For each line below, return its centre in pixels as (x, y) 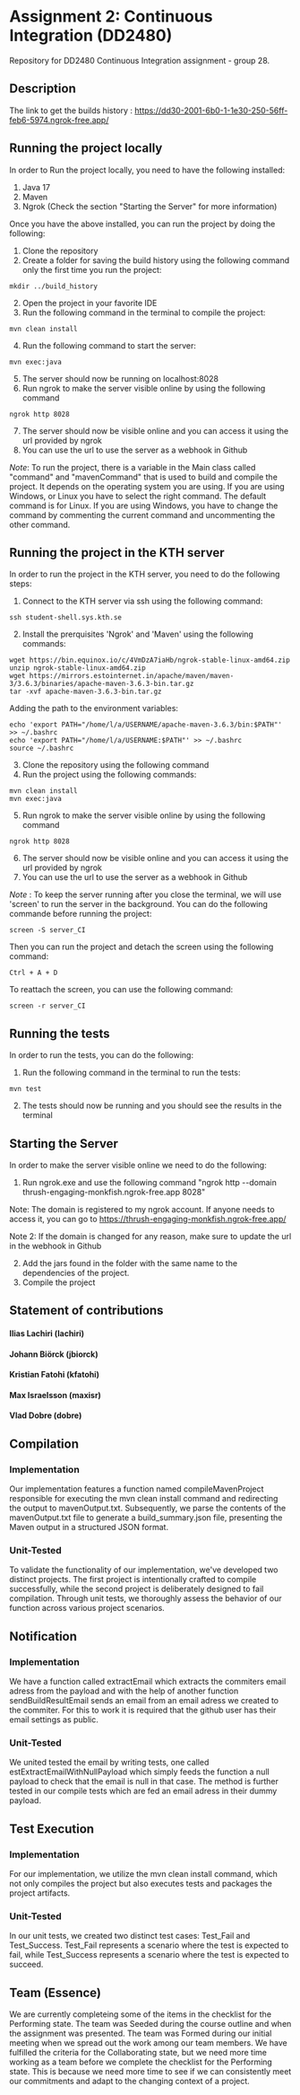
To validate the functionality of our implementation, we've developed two (144, 1570)
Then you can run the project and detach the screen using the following (141, 947)
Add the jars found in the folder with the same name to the (130, 1263)
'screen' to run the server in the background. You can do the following (139, 904)
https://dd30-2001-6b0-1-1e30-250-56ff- (211, 110)
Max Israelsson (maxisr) (55, 1395)
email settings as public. (54, 1720)
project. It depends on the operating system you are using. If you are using (147, 486)
